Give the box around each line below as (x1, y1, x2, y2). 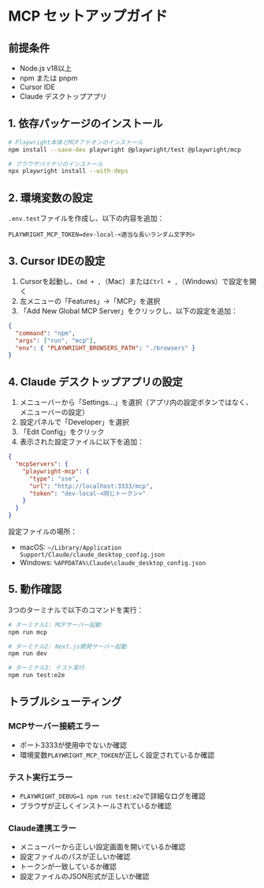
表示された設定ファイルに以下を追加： (19, 437, 144, 447)
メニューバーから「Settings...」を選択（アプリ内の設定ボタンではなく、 (19, 398, 253, 407)
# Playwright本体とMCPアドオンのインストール (8, 138, 143, 146)
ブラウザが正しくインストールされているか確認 (19, 801, 172, 811)
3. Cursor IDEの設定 (8, 254, 106, 268)
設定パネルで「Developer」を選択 (19, 418, 130, 427)
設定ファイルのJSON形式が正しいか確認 (19, 871, 150, 881)
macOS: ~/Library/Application (19, 542, 122, 552)
